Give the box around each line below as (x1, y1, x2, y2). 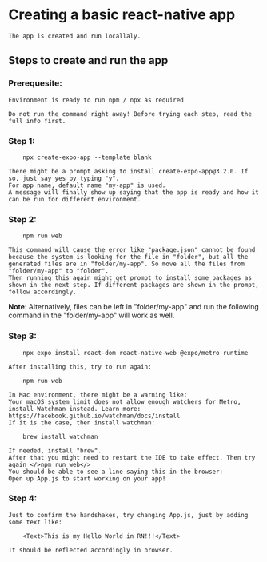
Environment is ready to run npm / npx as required (8, 96, 184, 104)
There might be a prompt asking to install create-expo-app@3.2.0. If (8, 167, 249, 175)
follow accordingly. (8, 288, 78, 297)
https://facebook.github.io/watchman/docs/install (8, 412, 181, 420)
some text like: (8, 518, 62, 526)
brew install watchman (22, 432, 98, 440)
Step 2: (8, 213, 38, 225)
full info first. (8, 117, 66, 125)
